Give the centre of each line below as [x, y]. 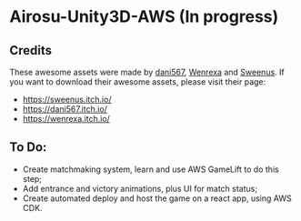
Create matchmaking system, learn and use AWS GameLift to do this [150, 169]
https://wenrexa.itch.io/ [66, 119]
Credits [31, 50]
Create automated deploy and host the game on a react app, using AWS [157, 198]
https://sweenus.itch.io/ [67, 99]
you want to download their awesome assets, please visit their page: [138, 82]
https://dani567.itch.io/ [65, 109]
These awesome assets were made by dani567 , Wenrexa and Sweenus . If [147, 72]
